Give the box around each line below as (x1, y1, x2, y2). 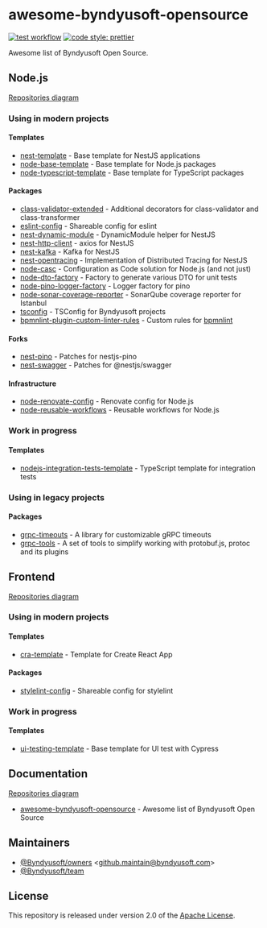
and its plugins (19, 546, 69, 557)
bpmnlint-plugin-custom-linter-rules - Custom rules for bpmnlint (19, 316, 233, 325)
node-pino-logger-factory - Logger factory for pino (19, 281, 191, 291)
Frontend (8, 570, 55, 584)
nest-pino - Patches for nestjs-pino (19, 352, 138, 362)
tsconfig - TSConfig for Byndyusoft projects (19, 307, 166, 317)
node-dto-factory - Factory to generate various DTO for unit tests (19, 272, 237, 283)
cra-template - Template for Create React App (19, 649, 173, 659)
